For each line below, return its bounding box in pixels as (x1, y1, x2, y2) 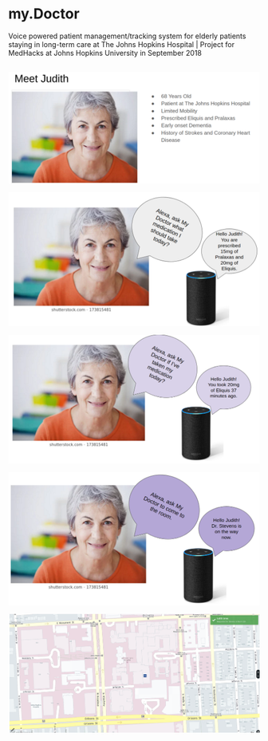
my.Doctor (8, 5, 80, 23)
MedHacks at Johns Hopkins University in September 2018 (8, 48, 202, 57)
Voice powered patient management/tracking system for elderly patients (8, 31, 246, 41)
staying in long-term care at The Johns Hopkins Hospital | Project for (8, 39, 235, 49)
